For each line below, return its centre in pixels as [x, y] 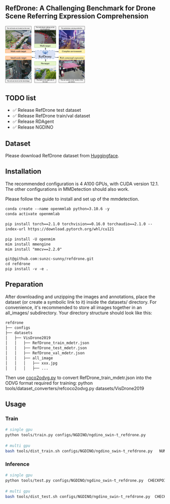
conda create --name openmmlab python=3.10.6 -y [57, 209]
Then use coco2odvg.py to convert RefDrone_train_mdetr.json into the [78, 377]
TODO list [21, 98]
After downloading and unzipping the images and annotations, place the [80, 297]
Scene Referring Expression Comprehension [77, 16]
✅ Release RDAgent [33, 121]
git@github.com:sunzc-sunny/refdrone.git [50, 259]
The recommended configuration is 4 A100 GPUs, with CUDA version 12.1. [82, 184]
